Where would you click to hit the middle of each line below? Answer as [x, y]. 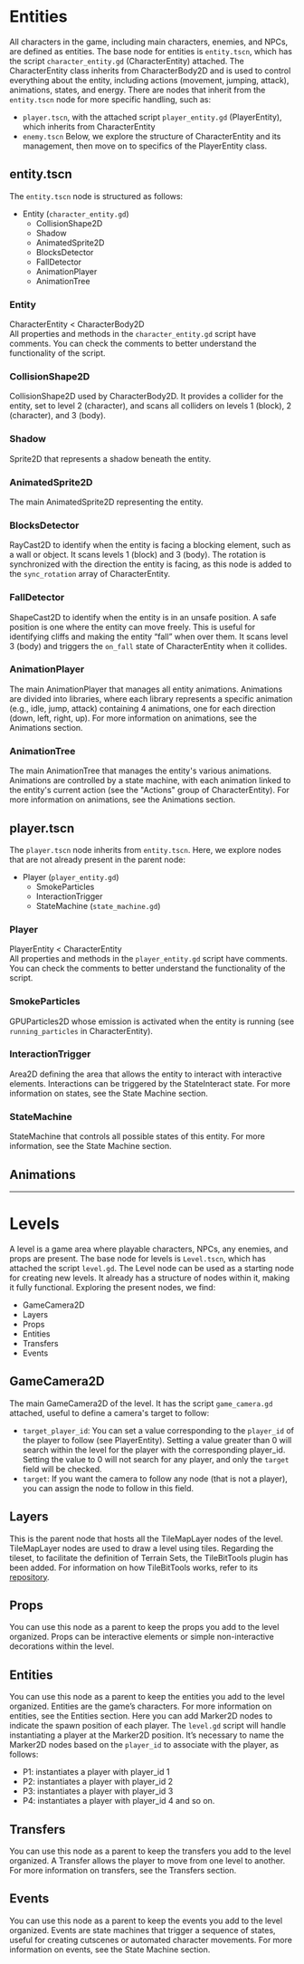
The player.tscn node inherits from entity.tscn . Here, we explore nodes [146, 849]
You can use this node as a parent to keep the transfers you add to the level [150, 1851]
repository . [29, 1576]
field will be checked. [62, 1469]
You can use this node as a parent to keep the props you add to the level [144, 1627]
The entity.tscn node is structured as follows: [96, 196]
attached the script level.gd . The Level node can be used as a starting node [152, 1268]
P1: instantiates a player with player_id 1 [96, 1772]
